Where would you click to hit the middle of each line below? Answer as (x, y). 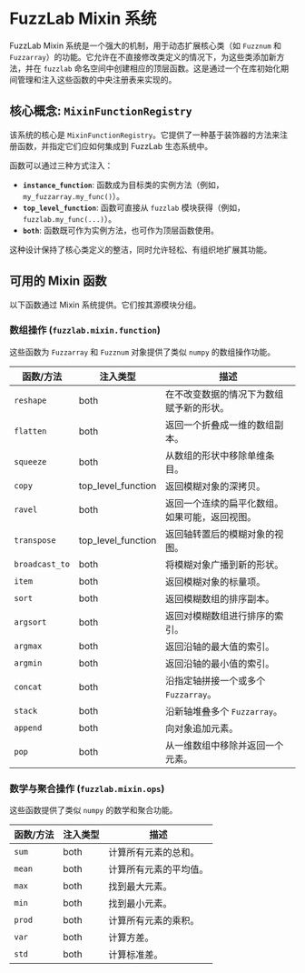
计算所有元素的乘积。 (154, 921)
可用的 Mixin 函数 (58, 281)
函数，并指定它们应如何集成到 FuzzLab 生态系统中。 (115, 145)
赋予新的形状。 (197, 407)
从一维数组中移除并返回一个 (224, 745)
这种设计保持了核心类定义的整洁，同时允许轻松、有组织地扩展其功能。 (141, 249)
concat (28, 687)
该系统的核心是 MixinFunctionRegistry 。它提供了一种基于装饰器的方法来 (145, 135)
